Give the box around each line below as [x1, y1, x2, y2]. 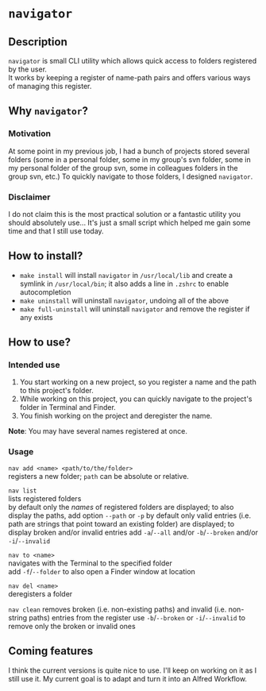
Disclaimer [8, 191, 51, 203]
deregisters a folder [8, 589, 73, 598]
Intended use [8, 360, 60, 371]
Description [8, 35, 67, 48]
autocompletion [19, 287, 71, 296]
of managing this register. [8, 82, 92, 91]
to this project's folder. [19, 386, 94, 396]
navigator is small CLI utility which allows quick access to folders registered [8, 56, 256, 65]
